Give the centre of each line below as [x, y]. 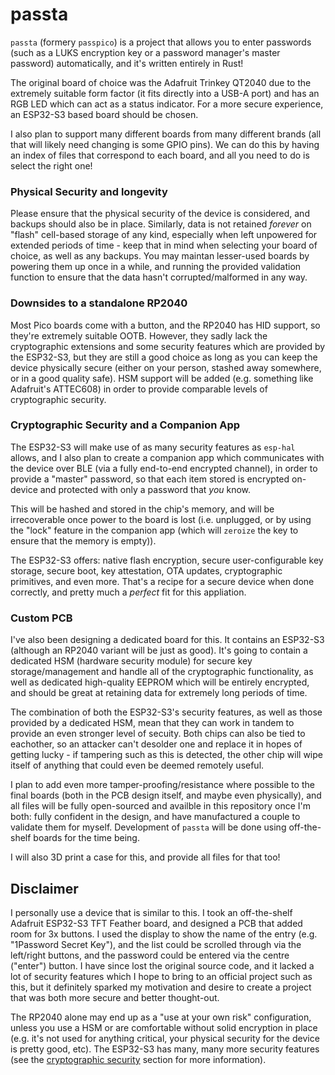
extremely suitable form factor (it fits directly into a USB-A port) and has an [165, 93]
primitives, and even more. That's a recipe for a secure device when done [162, 581]
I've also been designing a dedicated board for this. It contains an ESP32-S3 [167, 640]
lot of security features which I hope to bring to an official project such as [161, 976]
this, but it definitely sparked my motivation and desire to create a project [161, 987]
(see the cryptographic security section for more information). [138, 1059]
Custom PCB [41, 618]
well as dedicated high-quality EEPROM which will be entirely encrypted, [160, 682]
